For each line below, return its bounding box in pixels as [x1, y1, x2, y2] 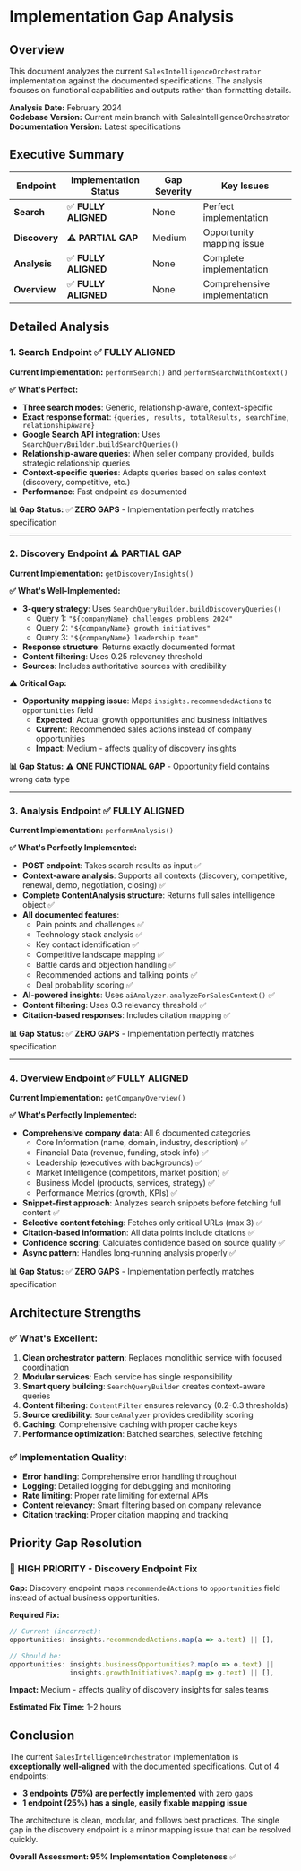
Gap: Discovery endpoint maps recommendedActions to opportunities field [9, 1583, 280, 1594]
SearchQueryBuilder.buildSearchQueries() [21, 439, 179, 449]
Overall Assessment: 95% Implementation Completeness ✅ [9, 1851, 236, 1862]
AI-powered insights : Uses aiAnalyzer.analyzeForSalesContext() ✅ [21, 989, 276, 1001]
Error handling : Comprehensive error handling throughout [21, 1471, 237, 1482]
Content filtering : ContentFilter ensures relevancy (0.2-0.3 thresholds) [21, 1400, 288, 1411]
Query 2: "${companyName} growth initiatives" [35, 622, 211, 633]
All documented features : [21, 909, 120, 920]
